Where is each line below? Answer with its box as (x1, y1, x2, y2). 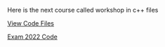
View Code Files (7, 19, 55, 27)
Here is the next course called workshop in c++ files (7, 6, 159, 14)
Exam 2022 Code (7, 32, 58, 41)
